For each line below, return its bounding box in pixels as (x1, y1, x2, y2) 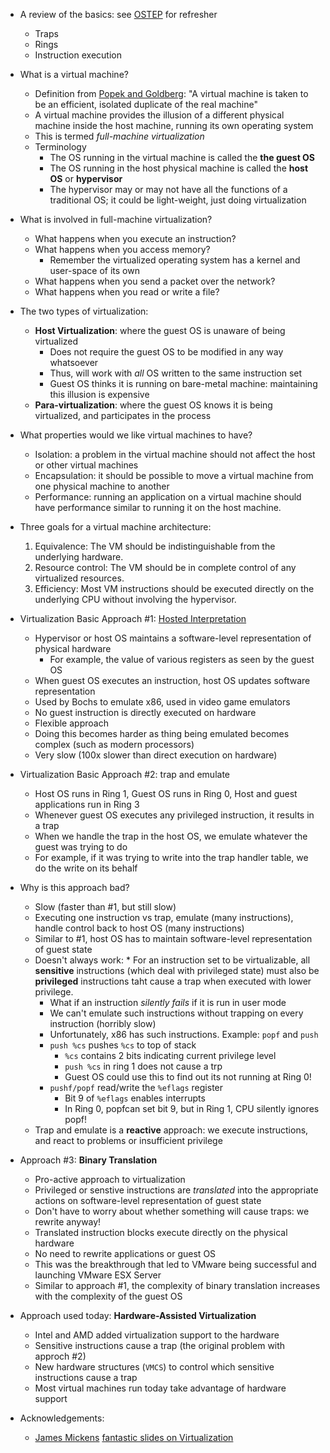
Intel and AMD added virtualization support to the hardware (34, 1329, 280, 1341)
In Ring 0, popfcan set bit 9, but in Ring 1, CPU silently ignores (64, 1103, 320, 1114)
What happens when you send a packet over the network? (34, 275, 276, 287)
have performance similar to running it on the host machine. (34, 502, 282, 513)
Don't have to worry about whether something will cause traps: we (34, 1205, 310, 1217)
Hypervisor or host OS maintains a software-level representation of (34, 632, 312, 644)
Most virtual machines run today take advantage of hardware (34, 1382, 287, 1394)
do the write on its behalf (34, 862, 138, 874)
